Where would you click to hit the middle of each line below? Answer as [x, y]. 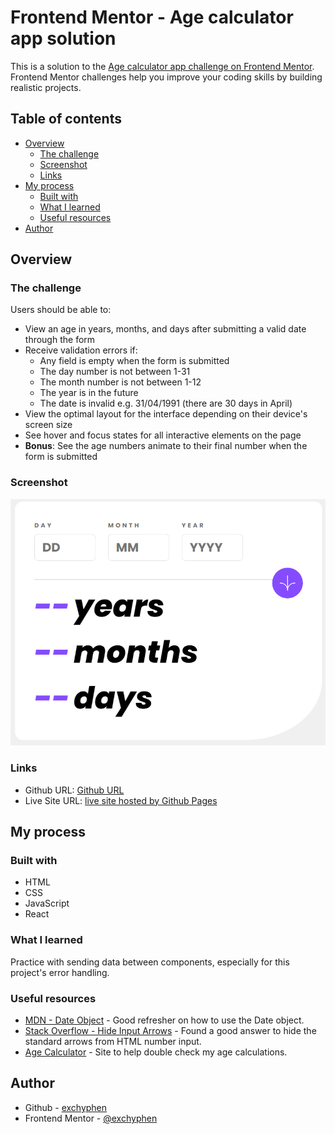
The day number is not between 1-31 [115, 372]
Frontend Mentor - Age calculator [152, 17]
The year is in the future [89, 393]
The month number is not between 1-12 [120, 382]
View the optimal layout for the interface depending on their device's [166, 414]
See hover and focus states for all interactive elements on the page [163, 435]
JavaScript [47, 903]
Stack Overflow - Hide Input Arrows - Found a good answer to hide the [170, 1031]
